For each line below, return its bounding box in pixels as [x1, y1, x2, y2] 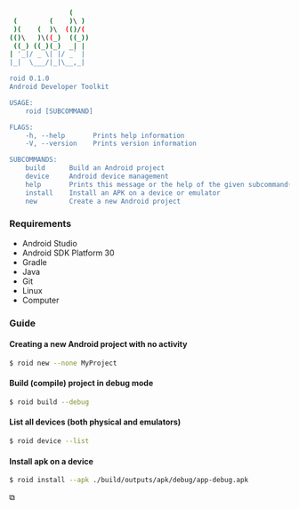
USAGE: [9, 98, 34, 107]
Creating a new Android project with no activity [9, 339, 188, 350]
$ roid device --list [9, 437, 90, 446]
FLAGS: [9, 123, 34, 132]
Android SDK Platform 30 [21, 247, 115, 258]
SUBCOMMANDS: [9, 156, 58, 165]
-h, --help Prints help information [25, 131, 185, 140]
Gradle [21, 256, 47, 267]
